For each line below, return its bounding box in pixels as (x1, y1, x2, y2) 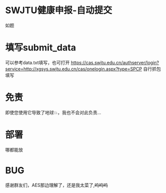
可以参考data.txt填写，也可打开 (5, 59, 70, 66)
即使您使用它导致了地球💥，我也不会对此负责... (5, 109, 101, 115)
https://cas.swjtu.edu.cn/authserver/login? (71, 59, 159, 66)
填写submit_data (5, 42, 77, 54)
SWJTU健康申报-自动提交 (5, 5, 113, 16)
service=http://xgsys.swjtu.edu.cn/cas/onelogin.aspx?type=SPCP (5, 66, 142, 72)
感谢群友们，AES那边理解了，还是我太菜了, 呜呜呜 (5, 182, 108, 188)
